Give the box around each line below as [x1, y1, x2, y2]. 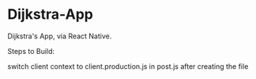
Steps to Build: [7, 46, 55, 56]
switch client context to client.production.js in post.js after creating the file [7, 61, 249, 71]
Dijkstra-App [7, 5, 94, 23]
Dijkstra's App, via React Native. [7, 31, 112, 41]
